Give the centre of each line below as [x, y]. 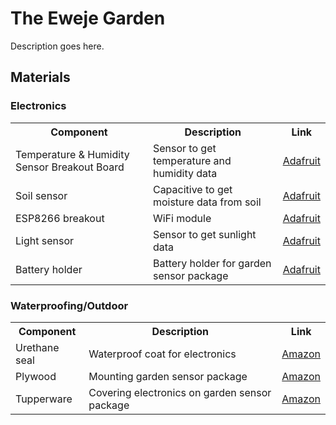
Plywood [36, 376]
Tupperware [44, 399]
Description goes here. [57, 46]
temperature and [192, 160]
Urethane [37, 347]
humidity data [185, 173]
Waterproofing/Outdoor [69, 305]
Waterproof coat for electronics [162, 354]
